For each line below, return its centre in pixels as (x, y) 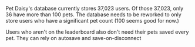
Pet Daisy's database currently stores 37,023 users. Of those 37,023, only (95, 8)
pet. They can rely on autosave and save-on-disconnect (73, 38)
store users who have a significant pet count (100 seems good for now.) (93, 21)
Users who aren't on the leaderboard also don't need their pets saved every (97, 32)
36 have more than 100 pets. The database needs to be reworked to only (93, 15)
